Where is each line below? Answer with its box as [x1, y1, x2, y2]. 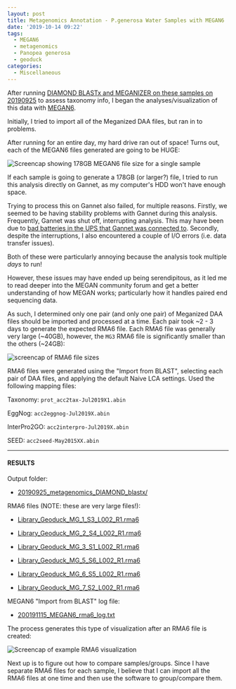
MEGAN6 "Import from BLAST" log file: [7, 597, 120, 605]
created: [7, 631, 32, 640]
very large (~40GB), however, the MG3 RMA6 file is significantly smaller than [7, 332, 226, 340]
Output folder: [7, 474, 48, 482]
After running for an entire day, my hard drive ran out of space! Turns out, [7, 138, 220, 146]
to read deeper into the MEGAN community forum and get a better [7, 281, 199, 289]
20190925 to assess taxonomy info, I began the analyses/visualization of [7, 96, 218, 104]
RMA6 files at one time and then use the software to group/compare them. [7, 674, 223, 682]
